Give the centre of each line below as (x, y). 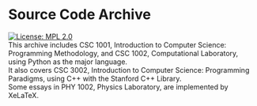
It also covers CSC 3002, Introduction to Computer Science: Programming (129, 70)
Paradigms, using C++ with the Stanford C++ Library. (95, 78)
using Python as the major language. (68, 62)
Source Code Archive (80, 15)
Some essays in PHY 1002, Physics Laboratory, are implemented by (118, 87)
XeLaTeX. (24, 95)
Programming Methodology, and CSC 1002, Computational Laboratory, (123, 53)
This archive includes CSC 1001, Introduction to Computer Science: (117, 44)
